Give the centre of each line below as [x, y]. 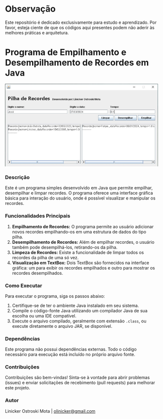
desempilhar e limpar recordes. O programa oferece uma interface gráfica [79, 193]
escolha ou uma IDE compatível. [44, 316]
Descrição [17, 177]
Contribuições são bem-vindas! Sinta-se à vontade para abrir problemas [77, 378]
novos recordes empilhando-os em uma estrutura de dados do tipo [79, 232]
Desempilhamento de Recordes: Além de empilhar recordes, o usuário [83, 242]
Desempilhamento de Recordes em [77, 63]
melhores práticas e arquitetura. [37, 33]
